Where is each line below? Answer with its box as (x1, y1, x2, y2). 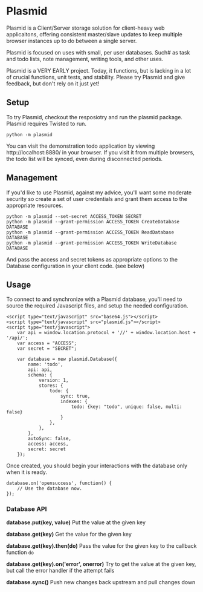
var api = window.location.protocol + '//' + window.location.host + (17, 330, 196, 336)
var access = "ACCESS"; (17, 340, 77, 346)
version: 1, (38, 377, 69, 384)
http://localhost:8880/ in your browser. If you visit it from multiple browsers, (6, 148, 195, 156)
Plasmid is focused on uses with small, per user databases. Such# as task (6, 48, 190, 56)
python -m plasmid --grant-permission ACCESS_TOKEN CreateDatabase (6, 219, 180, 225)
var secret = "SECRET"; (17, 346, 77, 352)
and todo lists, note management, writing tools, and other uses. (6, 55, 164, 62)
